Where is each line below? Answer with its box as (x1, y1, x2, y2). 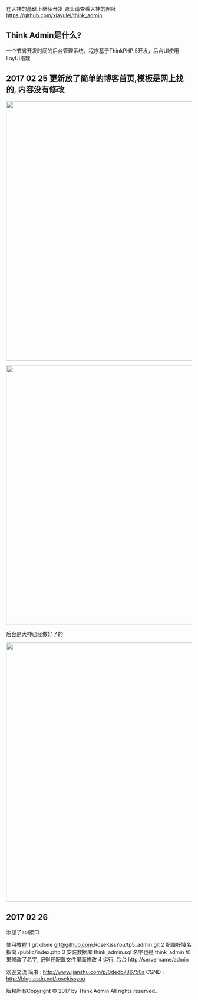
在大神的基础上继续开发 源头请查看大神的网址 (6, 5, 116, 12)
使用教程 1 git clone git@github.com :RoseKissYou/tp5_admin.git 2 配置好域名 (6, 941, 192, 949)
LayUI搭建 (6, 54, 31, 61)
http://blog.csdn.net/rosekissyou (6, 975, 85, 982)
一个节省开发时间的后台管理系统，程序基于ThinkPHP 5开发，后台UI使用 (6, 47, 180, 54)
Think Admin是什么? (6, 30, 82, 40)
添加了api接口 (6, 928, 39, 936)
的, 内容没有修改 (6, 85, 65, 95)
